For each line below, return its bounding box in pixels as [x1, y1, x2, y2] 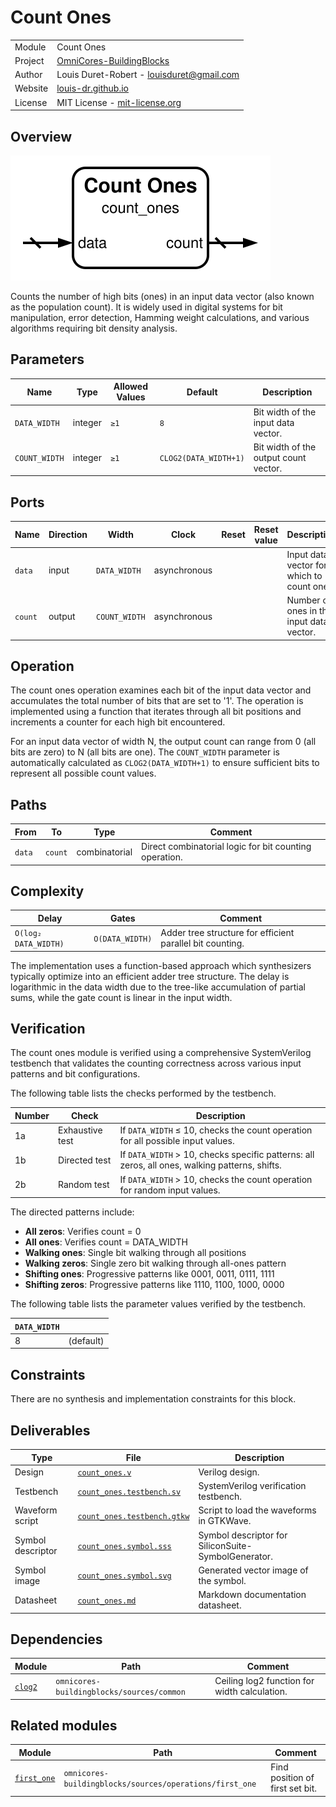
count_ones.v [77, 1467, 132, 1478]
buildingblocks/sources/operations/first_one [63, 1779, 257, 1789]
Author [14, 69, 43, 81]
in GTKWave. [198, 1515, 252, 1527]
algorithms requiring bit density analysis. [10, 322, 178, 334]
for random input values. [119, 1184, 221, 1196]
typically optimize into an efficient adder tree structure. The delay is [10, 970, 290, 982]
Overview [10, 128, 73, 145]
